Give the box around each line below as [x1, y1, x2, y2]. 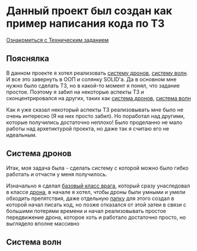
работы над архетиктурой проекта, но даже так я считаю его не [6, 125, 169, 132]
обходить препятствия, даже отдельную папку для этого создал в [6, 195, 174, 202]
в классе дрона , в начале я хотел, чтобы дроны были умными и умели [6, 188, 186, 195]
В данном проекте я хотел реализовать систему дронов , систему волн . [6, 69, 188, 77]
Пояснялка [6, 53, 49, 63]
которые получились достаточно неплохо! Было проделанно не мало [6, 119, 183, 126]
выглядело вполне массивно [6, 220, 80, 227]
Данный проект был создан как [6, 4, 172, 18]
